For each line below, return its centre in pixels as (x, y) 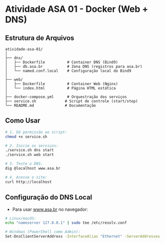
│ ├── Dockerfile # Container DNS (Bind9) (62, 62)
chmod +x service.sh (26, 137)
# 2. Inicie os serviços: (32, 146)
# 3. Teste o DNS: (24, 164)
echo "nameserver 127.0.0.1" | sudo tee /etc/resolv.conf (66, 223)
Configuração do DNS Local (49, 197)
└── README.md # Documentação (51, 105)
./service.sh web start (30, 155)
